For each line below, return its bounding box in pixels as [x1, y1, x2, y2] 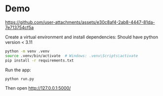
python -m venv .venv [5, 49, 50, 54]
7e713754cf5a [5, 24, 34, 30]
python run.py [5, 76, 35, 81]
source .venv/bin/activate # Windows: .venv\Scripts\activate [5, 53, 138, 58]
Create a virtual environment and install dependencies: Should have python [5, 34, 158, 40]
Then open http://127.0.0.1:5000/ [5, 85, 71, 91]
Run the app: [5, 67, 31, 73]
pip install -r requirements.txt [5, 58, 74, 63]
